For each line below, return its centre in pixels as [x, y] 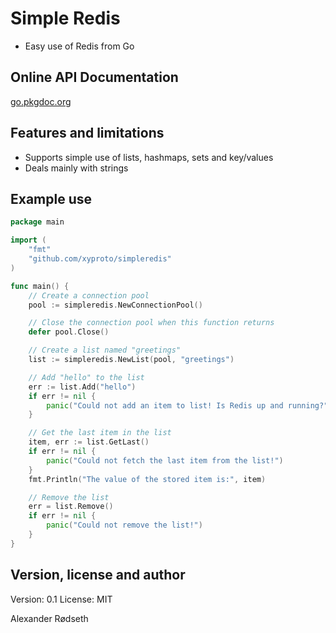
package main [37, 222]
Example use [51, 198]
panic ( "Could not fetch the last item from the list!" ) [165, 460]
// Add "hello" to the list [86, 377]
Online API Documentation [94, 77]
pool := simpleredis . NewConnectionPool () [115, 305]
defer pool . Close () [69, 332]
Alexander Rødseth [49, 618]
